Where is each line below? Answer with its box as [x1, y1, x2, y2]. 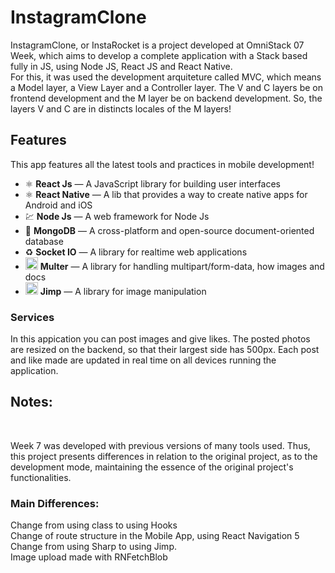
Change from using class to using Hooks [10, 519, 178, 531]
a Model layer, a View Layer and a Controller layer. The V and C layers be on [10, 81, 323, 93]
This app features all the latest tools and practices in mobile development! [10, 158, 315, 170]
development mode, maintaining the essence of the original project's [10, 461, 294, 473]
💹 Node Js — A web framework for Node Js [24, 210, 210, 222]
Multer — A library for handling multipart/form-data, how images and [39, 260, 325, 272]
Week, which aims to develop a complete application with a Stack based [10, 49, 308, 61]
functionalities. [10, 471, 72, 483]
